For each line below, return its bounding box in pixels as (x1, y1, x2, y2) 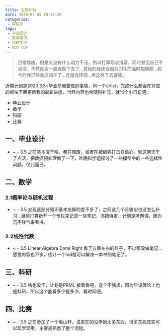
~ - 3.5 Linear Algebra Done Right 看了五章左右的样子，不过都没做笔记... (12, 245, 162, 251)
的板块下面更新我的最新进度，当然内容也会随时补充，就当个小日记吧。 (5, 89, 151, 95)
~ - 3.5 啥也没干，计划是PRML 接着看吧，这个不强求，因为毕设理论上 (12, 282, 156, 288)
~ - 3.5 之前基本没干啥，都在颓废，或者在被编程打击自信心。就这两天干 (12, 149, 160, 155)
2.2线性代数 (5, 233, 34, 240)
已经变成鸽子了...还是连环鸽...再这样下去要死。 (31, 72, 127, 78)
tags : (5, 26, 17, 31)
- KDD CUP (7, 45, 28, 50)
